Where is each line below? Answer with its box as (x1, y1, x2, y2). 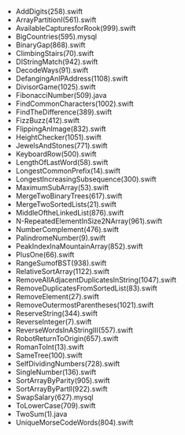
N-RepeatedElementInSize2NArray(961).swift (15, 216, 163, 226)
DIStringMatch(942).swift (15, 57, 98, 66)
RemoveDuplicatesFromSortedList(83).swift (15, 283, 157, 293)
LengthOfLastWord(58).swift (15, 158, 109, 167)
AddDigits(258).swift (15, 7, 83, 16)
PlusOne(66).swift (15, 250, 75, 259)
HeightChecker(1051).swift (15, 133, 102, 141)
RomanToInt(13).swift (15, 343, 84, 351)
